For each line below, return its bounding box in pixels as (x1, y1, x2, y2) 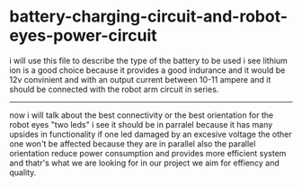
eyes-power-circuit (9, 25, 157, 46)
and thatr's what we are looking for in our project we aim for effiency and (9, 157, 280, 168)
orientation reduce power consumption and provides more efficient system (9, 147, 287, 158)
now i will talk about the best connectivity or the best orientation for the (9, 110, 274, 120)
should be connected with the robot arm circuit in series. (9, 84, 219, 94)
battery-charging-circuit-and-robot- (9, 6, 289, 27)
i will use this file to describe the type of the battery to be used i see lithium (9, 55, 288, 66)
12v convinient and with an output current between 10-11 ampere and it (9, 74, 271, 85)
